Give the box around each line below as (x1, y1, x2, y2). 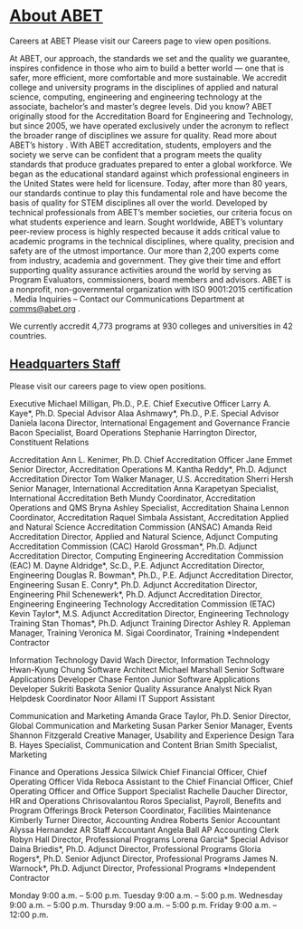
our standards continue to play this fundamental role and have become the (9, 187, 288, 198)
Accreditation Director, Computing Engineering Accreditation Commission (9, 550, 284, 561)
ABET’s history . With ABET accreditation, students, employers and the (9, 139, 272, 150)
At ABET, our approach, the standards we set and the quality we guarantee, (9, 53, 291, 63)
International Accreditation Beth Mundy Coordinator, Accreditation (9, 493, 256, 503)
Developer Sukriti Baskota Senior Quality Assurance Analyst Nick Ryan (9, 683, 273, 694)
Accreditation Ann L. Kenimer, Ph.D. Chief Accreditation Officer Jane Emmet (9, 454, 293, 464)
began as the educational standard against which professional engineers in (9, 168, 289, 179)
